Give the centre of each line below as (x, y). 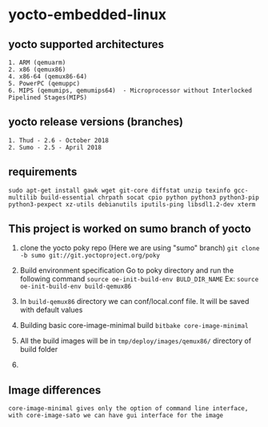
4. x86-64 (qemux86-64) (48, 77)
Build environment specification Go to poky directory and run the (127, 270)
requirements (43, 172)
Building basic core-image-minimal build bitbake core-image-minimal (134, 325)
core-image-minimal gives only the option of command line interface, (128, 409)
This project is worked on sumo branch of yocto (130, 229)
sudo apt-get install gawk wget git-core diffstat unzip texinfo (119, 190)
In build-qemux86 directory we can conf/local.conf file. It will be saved (134, 301)
